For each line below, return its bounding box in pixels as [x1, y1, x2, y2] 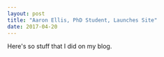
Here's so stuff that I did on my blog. [7, 42, 112, 51]
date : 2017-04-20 [7, 23, 58, 30]
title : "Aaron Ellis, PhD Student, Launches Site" [7, 17, 158, 24]
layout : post [7, 10, 45, 17]
